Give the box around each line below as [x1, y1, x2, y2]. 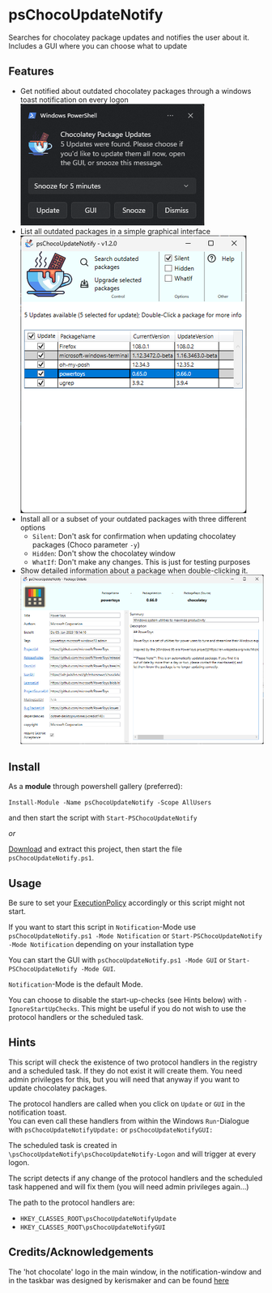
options [19, 523, 46, 532]
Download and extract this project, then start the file [8, 844, 182, 854]
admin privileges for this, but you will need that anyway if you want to [8, 1074, 240, 1084]
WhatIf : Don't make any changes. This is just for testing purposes [32, 557, 251, 566]
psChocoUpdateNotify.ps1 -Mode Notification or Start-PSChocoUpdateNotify [8, 931, 263, 941]
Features [8, 65, 54, 79]
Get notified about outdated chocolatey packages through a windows [19, 86, 252, 96]
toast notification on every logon [19, 95, 129, 105]
